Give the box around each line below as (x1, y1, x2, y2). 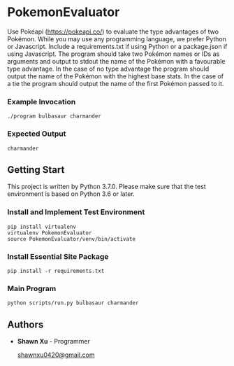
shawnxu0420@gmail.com (17, 351, 95, 359)
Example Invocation (7, 97, 76, 106)
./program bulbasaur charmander (7, 113, 101, 120)
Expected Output (7, 129, 66, 139)
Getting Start (7, 164, 65, 176)
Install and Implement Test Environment (7, 207, 145, 217)
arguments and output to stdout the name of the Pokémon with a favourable (7, 57, 226, 65)
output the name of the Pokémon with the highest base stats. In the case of (7, 71, 224, 80)
